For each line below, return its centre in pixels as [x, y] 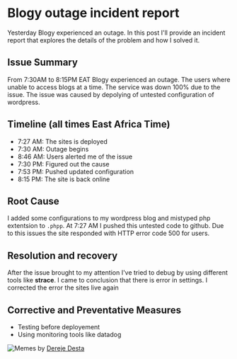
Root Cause [34, 201]
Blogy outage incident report [93, 13]
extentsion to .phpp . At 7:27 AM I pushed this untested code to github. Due [116, 226]
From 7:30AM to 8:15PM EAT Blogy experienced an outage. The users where [119, 79]
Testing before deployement [59, 327]
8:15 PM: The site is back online [64, 179]
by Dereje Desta [61, 348]
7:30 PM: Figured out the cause [63, 164]
